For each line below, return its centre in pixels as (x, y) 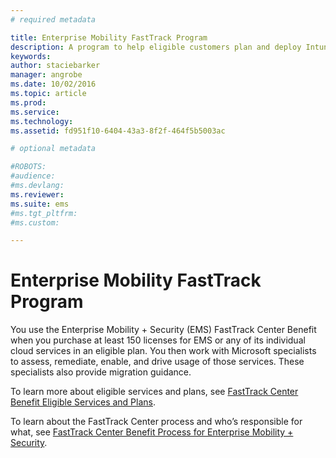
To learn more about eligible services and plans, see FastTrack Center (154, 392)
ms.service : (35, 112)
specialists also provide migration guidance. (101, 372)
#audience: (33, 176)
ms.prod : (28, 102)
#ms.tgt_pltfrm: (44, 213)
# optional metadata (53, 149)
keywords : (31, 56)
